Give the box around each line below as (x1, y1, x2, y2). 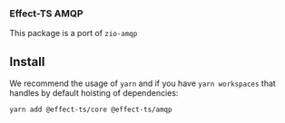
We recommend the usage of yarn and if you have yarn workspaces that (9, 78, 277, 89)
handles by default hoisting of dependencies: (9, 88, 179, 99)
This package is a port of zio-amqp (9, 28, 138, 39)
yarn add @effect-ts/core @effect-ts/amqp (9, 105, 172, 115)
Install (9, 53, 45, 70)
